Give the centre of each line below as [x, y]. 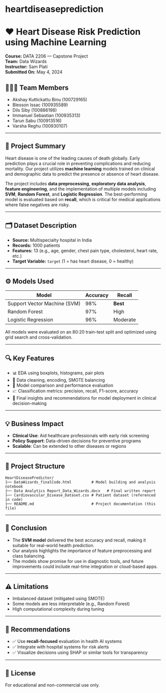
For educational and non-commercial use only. [53, 685]
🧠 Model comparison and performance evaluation [63, 385]
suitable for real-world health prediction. [53, 545]
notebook [14, 486]
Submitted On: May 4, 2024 [34, 72]
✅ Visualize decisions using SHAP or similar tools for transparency [80, 653]
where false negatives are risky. [38, 205]
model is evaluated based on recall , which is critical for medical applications [83, 199]
